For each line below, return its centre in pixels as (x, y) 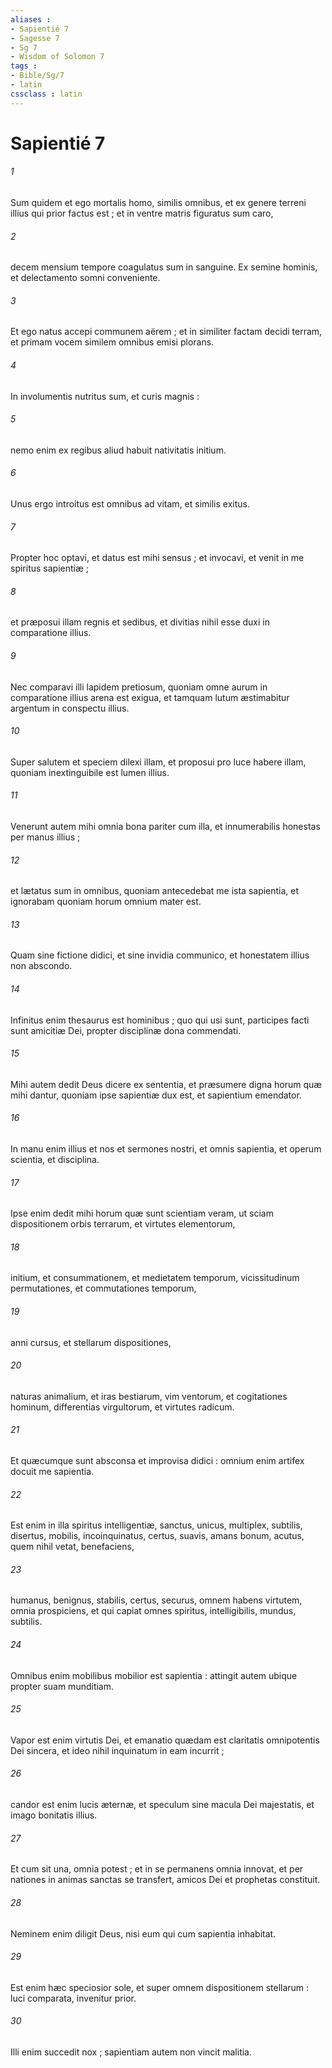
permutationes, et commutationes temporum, (103, 1288)
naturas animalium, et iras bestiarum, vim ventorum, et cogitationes (149, 1396)
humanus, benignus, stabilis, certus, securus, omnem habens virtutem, (156, 1600)
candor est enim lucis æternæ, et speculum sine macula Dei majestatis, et (162, 1805)
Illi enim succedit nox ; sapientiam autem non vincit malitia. (131, 2052)
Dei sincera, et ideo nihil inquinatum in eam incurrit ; (117, 1750)
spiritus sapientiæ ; (49, 568)
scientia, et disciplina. (55, 1160)
